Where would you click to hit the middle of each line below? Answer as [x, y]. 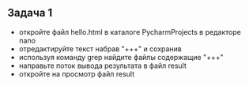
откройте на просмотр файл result [77, 73]
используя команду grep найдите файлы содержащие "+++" [121, 57]
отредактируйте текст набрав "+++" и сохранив [100, 49]
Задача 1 [30, 13]
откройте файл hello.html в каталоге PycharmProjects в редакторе [130, 32]
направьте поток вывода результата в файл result [103, 65]
